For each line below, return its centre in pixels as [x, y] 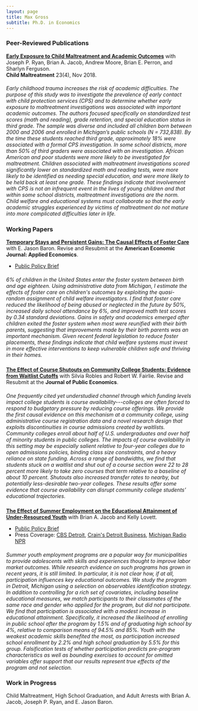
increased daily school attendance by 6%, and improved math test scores [96, 311]
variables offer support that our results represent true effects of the [88, 661]
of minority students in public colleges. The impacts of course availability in [98, 440]
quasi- [167, 292]
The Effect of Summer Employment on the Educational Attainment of [92, 510]
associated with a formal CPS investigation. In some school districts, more [97, 145]
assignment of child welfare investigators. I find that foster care [104, 298]
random [16, 298]
